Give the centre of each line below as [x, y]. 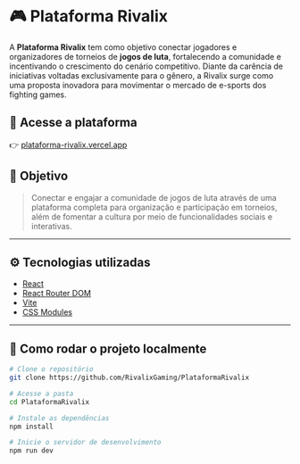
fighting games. [38, 95]
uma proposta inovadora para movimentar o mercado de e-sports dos [138, 85]
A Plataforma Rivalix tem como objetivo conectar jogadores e [123, 47]
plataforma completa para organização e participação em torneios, [154, 207]
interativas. [52, 226]
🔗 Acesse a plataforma [73, 123]
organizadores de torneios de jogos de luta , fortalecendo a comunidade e [145, 56]
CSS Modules [47, 312]
